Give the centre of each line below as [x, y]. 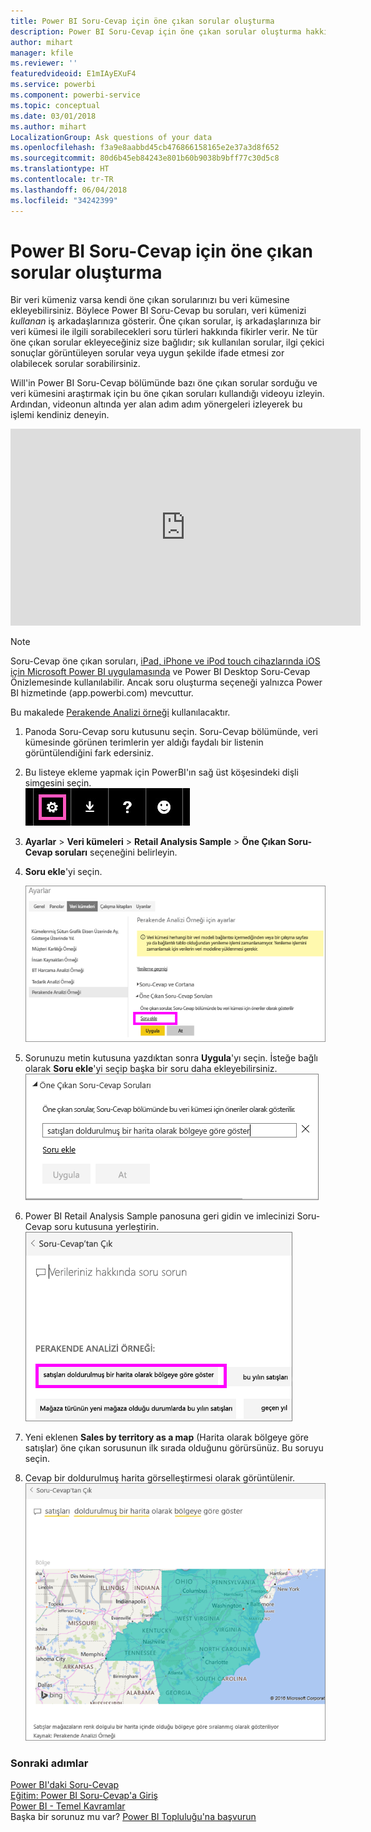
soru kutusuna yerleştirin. [107, 1227]
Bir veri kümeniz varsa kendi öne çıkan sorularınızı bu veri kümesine [150, 300]
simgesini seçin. [58, 783]
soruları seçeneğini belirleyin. [116, 852]
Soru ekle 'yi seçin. [63, 872]
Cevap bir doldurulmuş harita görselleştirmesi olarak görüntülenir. [160, 1478]
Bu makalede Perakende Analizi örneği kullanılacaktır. [120, 712]
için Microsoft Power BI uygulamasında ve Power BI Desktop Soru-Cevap [160, 672]
